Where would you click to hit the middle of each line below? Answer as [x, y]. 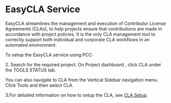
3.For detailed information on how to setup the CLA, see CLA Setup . [77, 95]
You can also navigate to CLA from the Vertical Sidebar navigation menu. [82, 80]
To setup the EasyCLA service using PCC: [49, 55]
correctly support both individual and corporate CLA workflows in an [77, 40]
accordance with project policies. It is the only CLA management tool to [80, 34]
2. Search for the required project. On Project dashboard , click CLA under [83, 64]
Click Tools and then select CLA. [40, 85]
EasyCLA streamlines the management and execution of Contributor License [86, 23]
